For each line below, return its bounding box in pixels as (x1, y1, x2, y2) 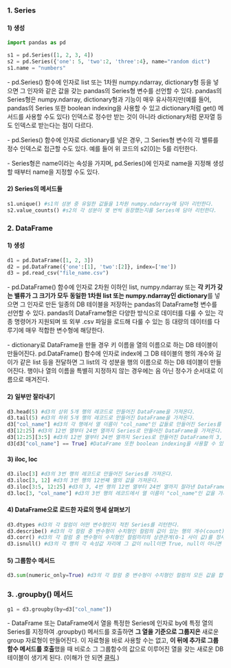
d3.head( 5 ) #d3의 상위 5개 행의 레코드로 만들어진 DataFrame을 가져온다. (7, 408, 195, 415)
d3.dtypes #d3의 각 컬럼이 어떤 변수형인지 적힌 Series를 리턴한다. (7, 521, 180, 528)
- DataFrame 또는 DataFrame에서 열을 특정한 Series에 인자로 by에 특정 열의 (7, 619, 214, 627)
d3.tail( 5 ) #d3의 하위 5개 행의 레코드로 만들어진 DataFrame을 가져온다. (7, 415, 195, 422)
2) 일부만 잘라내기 (7, 392, 55, 400)
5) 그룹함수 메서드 (7, 556, 55, 564)
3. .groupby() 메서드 (7, 589, 74, 599)
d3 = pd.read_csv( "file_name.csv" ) (7, 270, 109, 277)
